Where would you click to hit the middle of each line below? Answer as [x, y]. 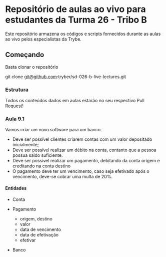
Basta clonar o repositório [32, 67]
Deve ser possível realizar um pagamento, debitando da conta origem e [86, 161]
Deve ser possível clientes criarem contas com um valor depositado [82, 139]
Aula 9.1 [15, 119]
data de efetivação [39, 234]
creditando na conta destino [41, 166]
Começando [25, 55]
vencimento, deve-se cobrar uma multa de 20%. [62, 177]
